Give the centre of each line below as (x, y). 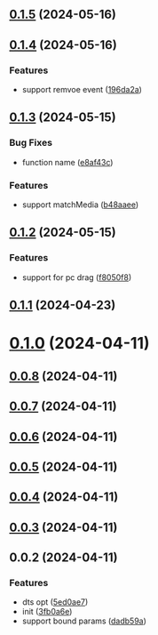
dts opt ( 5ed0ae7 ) (55, 602)
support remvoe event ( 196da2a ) (82, 90)
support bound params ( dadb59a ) (84, 621)
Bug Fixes (31, 143)
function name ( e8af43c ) (67, 162)
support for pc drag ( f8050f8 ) (76, 277)
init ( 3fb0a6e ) (47, 612)
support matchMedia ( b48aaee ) (80, 205)
